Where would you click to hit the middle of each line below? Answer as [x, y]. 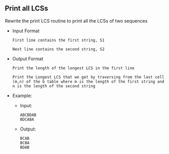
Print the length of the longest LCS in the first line [73, 68]
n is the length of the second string [54, 86]
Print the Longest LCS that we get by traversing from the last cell [88, 77]
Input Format [26, 31]
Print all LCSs [26, 8]
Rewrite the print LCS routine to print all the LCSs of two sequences [76, 21]
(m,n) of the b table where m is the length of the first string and [88, 82]
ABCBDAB [28, 115]
